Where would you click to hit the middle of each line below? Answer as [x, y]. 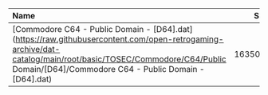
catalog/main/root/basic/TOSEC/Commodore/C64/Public [119, 59]
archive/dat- [36, 49]
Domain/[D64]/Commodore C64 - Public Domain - [108, 69]
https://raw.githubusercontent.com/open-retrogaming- [120, 39]
